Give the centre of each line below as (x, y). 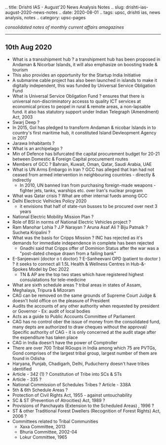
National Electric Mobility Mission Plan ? (53, 216)
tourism (20, 70)
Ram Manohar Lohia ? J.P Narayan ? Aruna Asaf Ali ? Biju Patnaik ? (80, 227)
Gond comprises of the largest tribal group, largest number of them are (84, 353)
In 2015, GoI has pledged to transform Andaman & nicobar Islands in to (84, 127)
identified (22, 369)
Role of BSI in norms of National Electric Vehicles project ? (72, 222)
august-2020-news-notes (31, 12)
